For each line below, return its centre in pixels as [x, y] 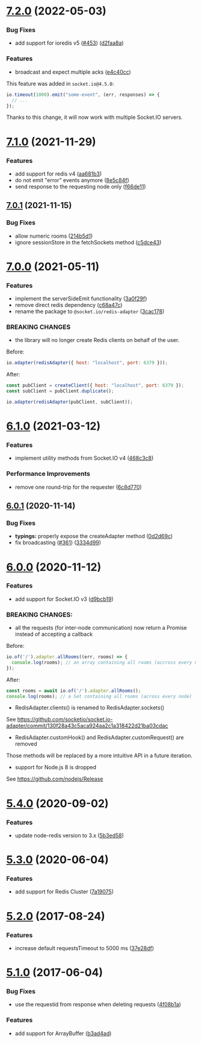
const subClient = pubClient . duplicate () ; [60, 391]
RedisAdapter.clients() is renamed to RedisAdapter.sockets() [90, 708]
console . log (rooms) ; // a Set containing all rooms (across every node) [99, 696]
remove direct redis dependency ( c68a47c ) [69, 305]
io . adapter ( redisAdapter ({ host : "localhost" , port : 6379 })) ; [87, 363]
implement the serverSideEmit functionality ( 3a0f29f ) [81, 299]
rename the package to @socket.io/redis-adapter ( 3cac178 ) [90, 311]
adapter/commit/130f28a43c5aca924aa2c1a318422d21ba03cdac [87, 726]
